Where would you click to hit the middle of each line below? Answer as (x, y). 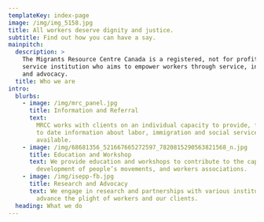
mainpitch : (26, 45)
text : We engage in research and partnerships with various (129, 191)
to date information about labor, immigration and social (133, 132)
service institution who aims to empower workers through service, (135, 67)
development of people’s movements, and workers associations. (142, 169)
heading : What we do (49, 205)
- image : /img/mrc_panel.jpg (70, 103)
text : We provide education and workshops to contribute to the (136, 162)
